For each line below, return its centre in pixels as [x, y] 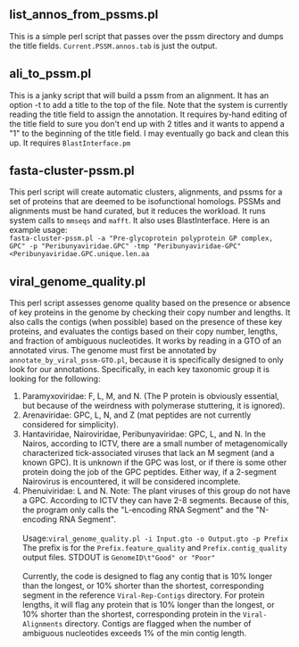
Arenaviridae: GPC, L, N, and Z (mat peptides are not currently [137, 415]
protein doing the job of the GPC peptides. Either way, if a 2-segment [149, 472]
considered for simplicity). [70, 425]
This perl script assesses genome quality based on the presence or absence [150, 303]
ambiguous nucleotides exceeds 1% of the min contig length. [134, 634]
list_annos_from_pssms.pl [84, 15]
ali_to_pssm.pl [50, 74]
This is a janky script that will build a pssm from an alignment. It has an [139, 95]
